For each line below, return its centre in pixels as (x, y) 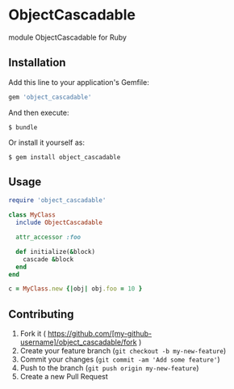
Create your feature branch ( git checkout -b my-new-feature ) (123, 351)
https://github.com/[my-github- (99, 334)
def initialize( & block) (55, 252)
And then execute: (39, 112)
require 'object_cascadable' (57, 201)
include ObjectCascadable (59, 223)
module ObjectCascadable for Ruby (68, 37)
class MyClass (32, 215)
